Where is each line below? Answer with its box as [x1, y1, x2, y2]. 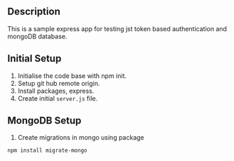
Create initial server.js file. [17, 94, 98, 102]
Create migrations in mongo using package [17, 133, 144, 142]
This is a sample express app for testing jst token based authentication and [7, 24, 228, 33]
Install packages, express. [17, 87, 95, 95]
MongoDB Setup [7, 115, 82, 127]
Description [7, 6, 60, 18]
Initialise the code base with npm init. [17, 71, 127, 80]
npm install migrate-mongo [7, 147, 87, 155]
